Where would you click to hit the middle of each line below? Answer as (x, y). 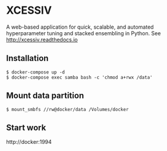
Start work (26, 127)
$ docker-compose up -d (36, 72)
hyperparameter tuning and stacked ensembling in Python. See (83, 33)
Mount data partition (45, 96)
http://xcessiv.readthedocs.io (42, 39)
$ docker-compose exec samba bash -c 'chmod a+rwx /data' (79, 77)
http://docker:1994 (29, 142)
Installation (27, 58)
